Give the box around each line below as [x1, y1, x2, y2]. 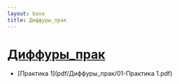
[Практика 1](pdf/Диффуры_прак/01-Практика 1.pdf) [17, 69, 173, 78]
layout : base [7, 10, 45, 17]
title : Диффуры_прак [7, 17, 68, 24]
